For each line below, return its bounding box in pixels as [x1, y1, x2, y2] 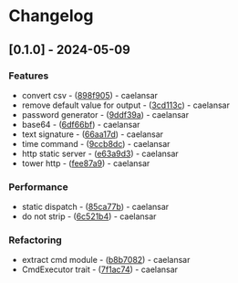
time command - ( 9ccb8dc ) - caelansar [21, 138, 171, 149]
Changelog [8, 5, 94, 26]
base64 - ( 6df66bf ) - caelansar [21, 119, 140, 130]
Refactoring [8, 234, 63, 246]
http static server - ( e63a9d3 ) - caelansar [21, 148, 179, 159]
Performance [8, 180, 69, 193]
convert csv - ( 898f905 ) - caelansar [21, 89, 159, 100]
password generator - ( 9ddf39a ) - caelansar [21, 109, 189, 120]
